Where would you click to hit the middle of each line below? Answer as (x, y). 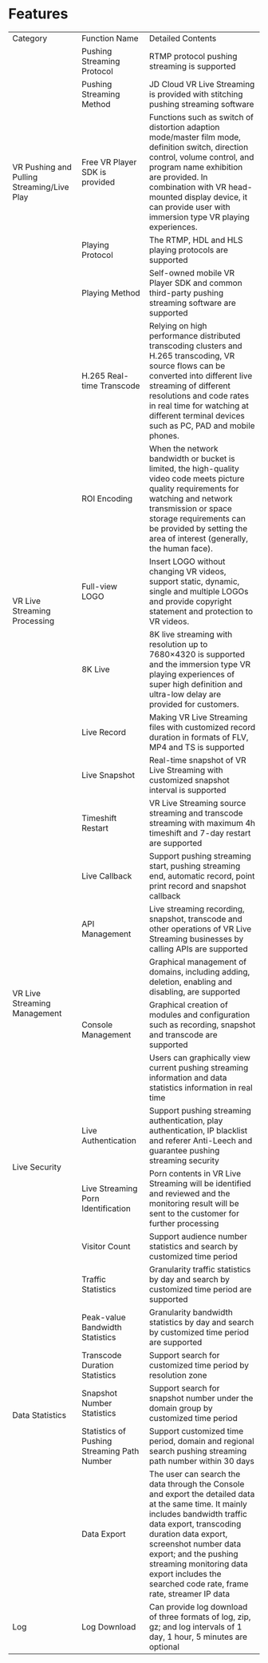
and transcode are (183, 1034)
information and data (188, 1078)
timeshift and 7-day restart (200, 833)
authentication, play (186, 1121)
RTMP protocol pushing (193, 56)
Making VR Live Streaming (198, 717)
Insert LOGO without (187, 562)
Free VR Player (109, 162)
